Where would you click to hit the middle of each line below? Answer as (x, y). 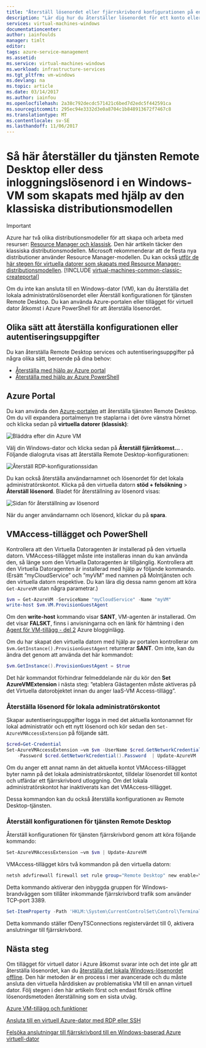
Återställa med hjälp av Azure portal (60, 370)
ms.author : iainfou (31, 98)
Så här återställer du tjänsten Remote (103, 157)
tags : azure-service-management (48, 52)
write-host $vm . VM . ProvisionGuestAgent (57, 605)
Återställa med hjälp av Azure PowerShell (67, 377)
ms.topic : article (30, 87)
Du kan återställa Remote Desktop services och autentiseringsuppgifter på (100, 352)
